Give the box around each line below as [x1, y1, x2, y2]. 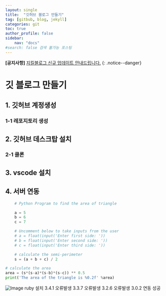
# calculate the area [5, 266, 51, 271]
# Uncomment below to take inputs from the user [14, 229, 119, 234]
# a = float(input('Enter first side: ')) [14, 234, 106, 239]
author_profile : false [5, 31, 53, 36]
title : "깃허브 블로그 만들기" [5, 12, 64, 17]
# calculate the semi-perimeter [14, 252, 83, 257]
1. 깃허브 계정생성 [5, 101, 57, 109]
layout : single [5, 7, 38, 13]
